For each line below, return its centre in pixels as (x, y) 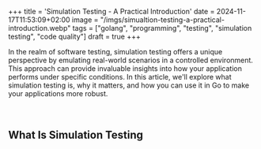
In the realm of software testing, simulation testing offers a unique (115, 52)
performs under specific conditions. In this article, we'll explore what (120, 77)
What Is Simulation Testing (76, 135)
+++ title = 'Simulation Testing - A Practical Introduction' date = (112, 11)
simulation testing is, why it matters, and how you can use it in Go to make (129, 85)
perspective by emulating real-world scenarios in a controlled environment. (130, 60)
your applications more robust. (58, 93)
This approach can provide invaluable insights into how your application (125, 69)
